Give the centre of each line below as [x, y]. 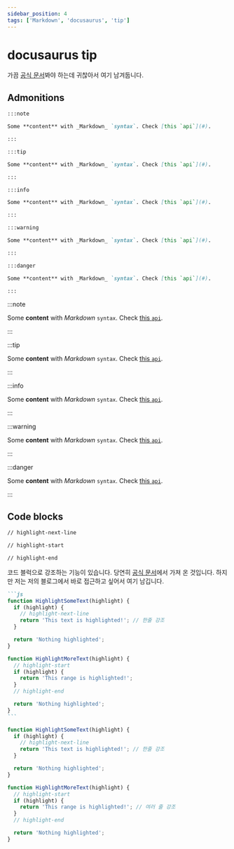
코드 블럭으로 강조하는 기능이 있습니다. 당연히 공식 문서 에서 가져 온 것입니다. [111, 572]
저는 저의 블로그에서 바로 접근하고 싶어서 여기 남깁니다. [89, 581]
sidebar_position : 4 [37, 14]
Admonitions [36, 98]
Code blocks [35, 516]
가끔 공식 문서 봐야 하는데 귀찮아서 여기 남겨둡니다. [76, 75]
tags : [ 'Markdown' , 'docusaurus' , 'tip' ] [69, 20]
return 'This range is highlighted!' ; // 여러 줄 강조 [98, 807]
